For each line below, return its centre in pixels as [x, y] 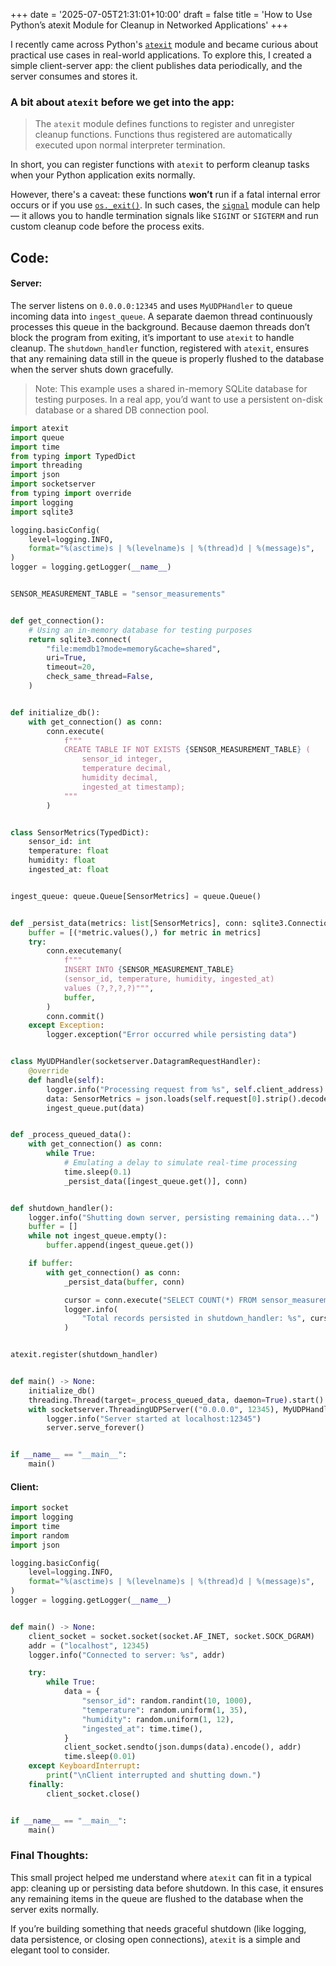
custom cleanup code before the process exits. [107, 226]
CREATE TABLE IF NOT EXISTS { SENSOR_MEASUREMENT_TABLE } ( [187, 750]
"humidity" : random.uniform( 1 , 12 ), [158, 1719]
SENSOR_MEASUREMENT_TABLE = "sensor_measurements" [118, 594]
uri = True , [66, 658]
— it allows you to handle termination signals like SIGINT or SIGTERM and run [164, 216]
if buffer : [51, 1264]
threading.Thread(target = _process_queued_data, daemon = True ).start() [176, 1400]
